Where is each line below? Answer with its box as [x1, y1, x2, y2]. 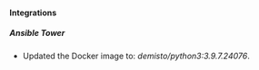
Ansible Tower [9, 28, 65, 39]
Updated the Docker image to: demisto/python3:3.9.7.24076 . [22, 50, 250, 61]
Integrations [9, 7, 57, 18]
